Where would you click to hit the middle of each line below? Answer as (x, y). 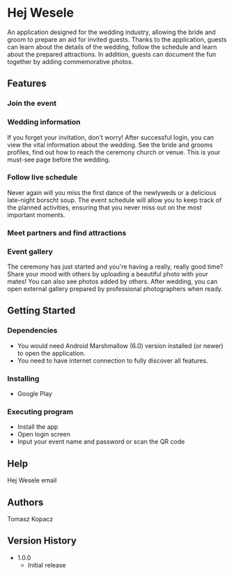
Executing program (40, 411)
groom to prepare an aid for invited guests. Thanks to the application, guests (117, 39)
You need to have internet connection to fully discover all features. (113, 361)
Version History (42, 541)
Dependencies (32, 331)
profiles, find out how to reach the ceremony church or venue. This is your (114, 152)
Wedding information (44, 122)
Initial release (47, 565)
